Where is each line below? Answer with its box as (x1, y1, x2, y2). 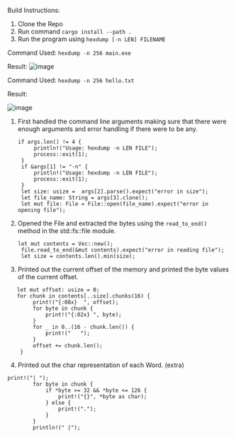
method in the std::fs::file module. (17, 227, 116, 235)
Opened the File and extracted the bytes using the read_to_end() (17, 219, 208, 228)
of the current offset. (17, 273, 79, 281)
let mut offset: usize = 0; (16, 286, 100, 293)
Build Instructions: (7, 6, 60, 14)
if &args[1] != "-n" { (21, 163, 89, 170)
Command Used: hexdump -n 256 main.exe (7, 49, 131, 57)
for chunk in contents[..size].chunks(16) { (16, 293, 151, 300)
